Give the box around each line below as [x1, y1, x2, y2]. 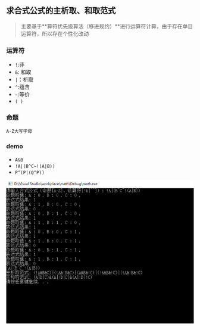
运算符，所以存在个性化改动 [20, 30, 89, 37]
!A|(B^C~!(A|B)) [14, 163, 55, 169]
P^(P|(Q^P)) [14, 169, 45, 176]
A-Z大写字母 [6, 129, 33, 135]
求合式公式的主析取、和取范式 [6, 5, 116, 16]
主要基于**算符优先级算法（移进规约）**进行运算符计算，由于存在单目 [20, 23, 193, 30]
